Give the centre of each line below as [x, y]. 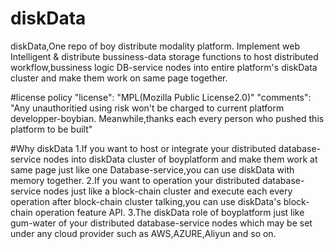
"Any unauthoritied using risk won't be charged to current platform [147, 108]
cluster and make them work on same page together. [119, 78]
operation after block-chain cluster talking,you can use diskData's [146, 201]
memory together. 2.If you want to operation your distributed [135, 180]
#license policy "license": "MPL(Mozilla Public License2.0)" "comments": [161, 97]
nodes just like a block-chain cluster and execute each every [168, 191]
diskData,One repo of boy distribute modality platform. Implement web [155, 46]
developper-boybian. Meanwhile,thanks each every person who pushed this [167, 118]
